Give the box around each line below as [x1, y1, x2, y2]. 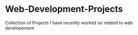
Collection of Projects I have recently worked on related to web [5, 20, 133, 26]
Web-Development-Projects [5, 3, 123, 15]
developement [5, 25, 34, 31]
